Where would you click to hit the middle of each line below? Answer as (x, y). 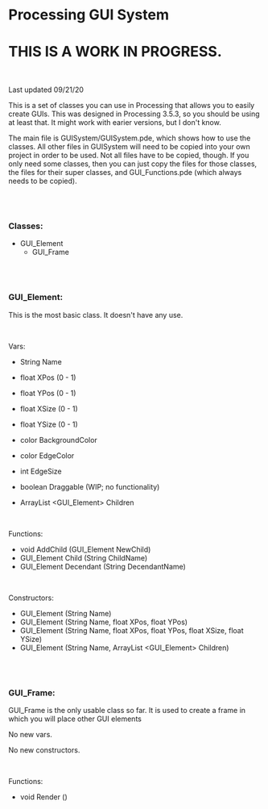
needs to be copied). (43, 181)
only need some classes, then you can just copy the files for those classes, (133, 164)
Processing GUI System (89, 15)
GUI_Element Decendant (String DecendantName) (103, 566)
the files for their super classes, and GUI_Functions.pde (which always (125, 173)
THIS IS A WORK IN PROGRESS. (115, 52)
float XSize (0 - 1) (49, 408)
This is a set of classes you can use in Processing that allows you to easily (132, 106)
